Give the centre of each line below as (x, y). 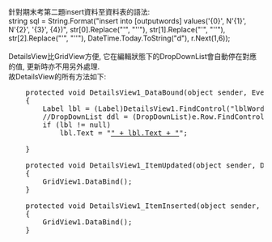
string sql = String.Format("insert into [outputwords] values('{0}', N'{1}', (127, 21)
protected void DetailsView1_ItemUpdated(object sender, (141, 166)
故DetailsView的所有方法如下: (57, 76)
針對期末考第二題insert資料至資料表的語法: (79, 12)
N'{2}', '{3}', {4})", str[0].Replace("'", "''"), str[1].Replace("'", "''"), (117, 30)
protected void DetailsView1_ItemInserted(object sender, (143, 206)
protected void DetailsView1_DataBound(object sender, (137, 93)
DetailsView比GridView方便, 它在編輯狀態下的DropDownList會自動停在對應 (133, 56)
